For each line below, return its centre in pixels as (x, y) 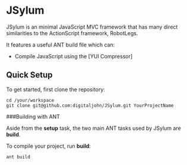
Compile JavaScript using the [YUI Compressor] (74, 56)
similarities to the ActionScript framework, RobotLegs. (72, 33)
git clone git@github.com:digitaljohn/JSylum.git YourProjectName (90, 105)
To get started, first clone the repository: (56, 89)
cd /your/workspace (30, 100)
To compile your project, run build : (48, 146)
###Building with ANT (33, 116)
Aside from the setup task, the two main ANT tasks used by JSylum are (93, 128)
